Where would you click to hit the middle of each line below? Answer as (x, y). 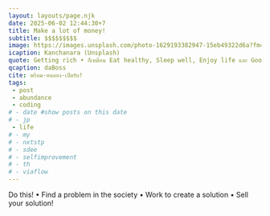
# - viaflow (28, 172)
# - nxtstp (27, 142)
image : (19, 46)
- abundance (32, 98)
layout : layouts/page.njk (51, 16)
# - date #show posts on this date (68, 113)
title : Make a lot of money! (57, 30)
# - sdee (23, 150)
